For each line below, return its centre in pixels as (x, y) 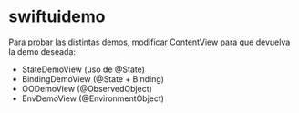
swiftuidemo (57, 17)
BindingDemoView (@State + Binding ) (93, 78)
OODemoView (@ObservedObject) (87, 88)
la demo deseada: (42, 51)
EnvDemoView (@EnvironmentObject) (93, 98)
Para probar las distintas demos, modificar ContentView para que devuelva (149, 42)
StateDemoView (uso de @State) (83, 69)
